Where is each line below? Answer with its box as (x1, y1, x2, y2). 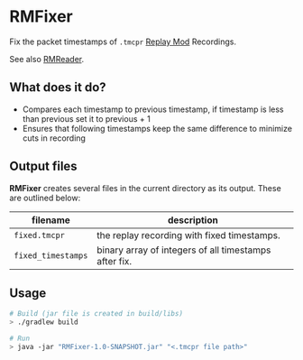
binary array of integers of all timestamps (96, 244, 271, 256)
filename (31, 214, 70, 226)
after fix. (96, 254, 133, 267)
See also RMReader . (9, 53, 85, 64)
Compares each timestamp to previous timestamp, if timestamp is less (22, 104, 284, 115)
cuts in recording (22, 133, 86, 143)
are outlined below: (9, 192, 81, 203)
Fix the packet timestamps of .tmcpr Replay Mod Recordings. (9, 36, 237, 47)
